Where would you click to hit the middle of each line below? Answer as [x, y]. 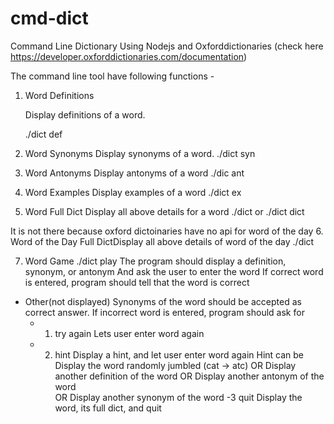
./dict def [43, 134]
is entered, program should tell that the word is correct [137, 282]
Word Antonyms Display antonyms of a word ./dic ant [134, 173]
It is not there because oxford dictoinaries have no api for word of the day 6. [167, 231]
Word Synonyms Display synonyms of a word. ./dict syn [140, 153]
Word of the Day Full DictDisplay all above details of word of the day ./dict [162, 241]
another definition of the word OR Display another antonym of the [189, 376]
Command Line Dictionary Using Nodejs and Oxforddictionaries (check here [167, 46]
